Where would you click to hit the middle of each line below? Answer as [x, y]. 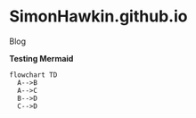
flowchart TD [33, 75]
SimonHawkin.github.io [98, 17]
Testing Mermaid [41, 58]
